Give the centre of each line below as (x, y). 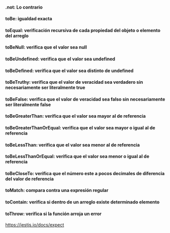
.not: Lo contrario (24, 7)
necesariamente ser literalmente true (45, 88)
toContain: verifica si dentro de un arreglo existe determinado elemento (82, 202)
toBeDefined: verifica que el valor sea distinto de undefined (69, 71)
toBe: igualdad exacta (29, 19)
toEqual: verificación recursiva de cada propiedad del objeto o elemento (83, 30)
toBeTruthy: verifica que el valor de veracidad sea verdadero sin (74, 82)
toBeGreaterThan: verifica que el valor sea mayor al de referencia (76, 116)
